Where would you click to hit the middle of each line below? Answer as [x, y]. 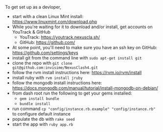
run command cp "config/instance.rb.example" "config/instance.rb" [84, 109]
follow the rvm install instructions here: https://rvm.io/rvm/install [77, 72]
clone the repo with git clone [42, 63]
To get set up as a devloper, [33, 7]
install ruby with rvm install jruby [47, 78]
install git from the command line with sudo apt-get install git [77, 58]
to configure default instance [41, 114]
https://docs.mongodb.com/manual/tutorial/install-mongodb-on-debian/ [85, 88]
